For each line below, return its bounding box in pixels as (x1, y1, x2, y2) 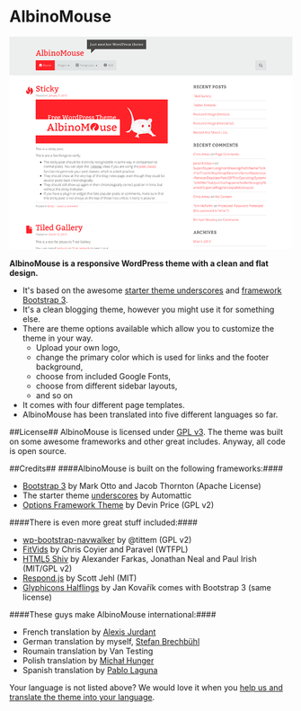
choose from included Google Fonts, (35, 370, 172, 381)
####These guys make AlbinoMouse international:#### (9, 609, 217, 619)
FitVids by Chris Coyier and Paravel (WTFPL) (22, 544, 189, 555)
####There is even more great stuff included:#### (9, 517, 198, 528)
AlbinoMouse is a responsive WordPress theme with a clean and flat (9, 258, 270, 269)
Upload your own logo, (35, 342, 120, 352)
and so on (35, 389, 74, 401)
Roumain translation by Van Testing (22, 645, 154, 656)
